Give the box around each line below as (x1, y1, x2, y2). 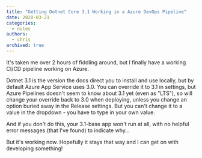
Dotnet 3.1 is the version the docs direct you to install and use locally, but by (6, 76, 194, 84)
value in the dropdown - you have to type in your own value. (6, 109, 155, 116)
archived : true (6, 43, 44, 49)
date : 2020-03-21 (6, 14, 50, 20)
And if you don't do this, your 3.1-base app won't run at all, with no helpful (6, 120, 189, 127)
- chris (11, 37, 31, 43)
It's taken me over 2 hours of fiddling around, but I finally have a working (6, 58, 186, 66)
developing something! (6, 145, 63, 152)
